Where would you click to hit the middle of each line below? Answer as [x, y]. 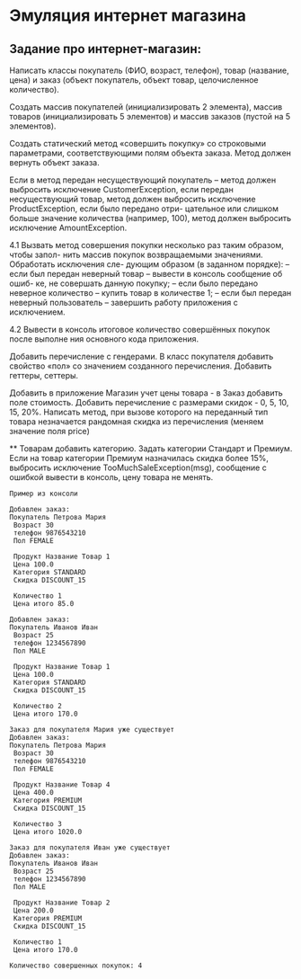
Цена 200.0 [33, 911]
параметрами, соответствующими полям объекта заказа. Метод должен [150, 153]
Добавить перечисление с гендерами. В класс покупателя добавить [142, 356]
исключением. [37, 312]
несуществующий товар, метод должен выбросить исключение [133, 199]
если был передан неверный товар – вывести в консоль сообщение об [146, 274]
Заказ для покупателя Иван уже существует [90, 848]
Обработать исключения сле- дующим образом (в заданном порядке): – [150, 264]
